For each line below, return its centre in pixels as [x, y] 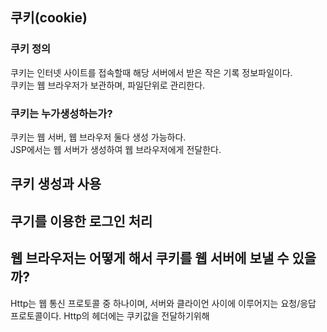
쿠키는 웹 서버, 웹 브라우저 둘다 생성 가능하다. [98, 137]
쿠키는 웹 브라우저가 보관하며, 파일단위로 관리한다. [108, 85]
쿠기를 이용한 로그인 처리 [81, 221]
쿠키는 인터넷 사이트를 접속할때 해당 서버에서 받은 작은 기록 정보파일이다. [151, 72]
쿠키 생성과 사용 [56, 184]
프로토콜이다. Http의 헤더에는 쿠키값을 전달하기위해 [110, 315]
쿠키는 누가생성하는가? [61, 113]
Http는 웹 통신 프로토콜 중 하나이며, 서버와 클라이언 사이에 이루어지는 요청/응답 [163, 303]
